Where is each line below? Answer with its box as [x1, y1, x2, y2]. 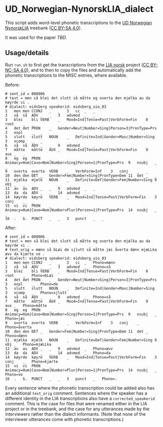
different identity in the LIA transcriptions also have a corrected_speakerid [5, 395, 155, 401]
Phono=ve [5, 372, 23, 377]
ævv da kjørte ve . [5, 251, 45, 256]
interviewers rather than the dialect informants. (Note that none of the [5, 411, 146, 417]
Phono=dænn [5, 333, 27, 338]
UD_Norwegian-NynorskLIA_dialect [5, 3, 154, 15]
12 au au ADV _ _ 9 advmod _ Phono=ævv [5, 346, 113, 351]
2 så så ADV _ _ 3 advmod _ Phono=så [5, 264, 111, 269]
